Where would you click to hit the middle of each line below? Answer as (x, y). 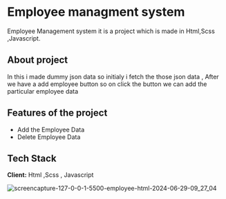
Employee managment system (96, 12)
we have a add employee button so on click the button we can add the (107, 84)
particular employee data (43, 91)
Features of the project (57, 113)
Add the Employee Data (51, 129)
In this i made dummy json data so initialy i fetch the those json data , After (113, 76)
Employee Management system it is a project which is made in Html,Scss (111, 31)
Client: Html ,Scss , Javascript (50, 175)
